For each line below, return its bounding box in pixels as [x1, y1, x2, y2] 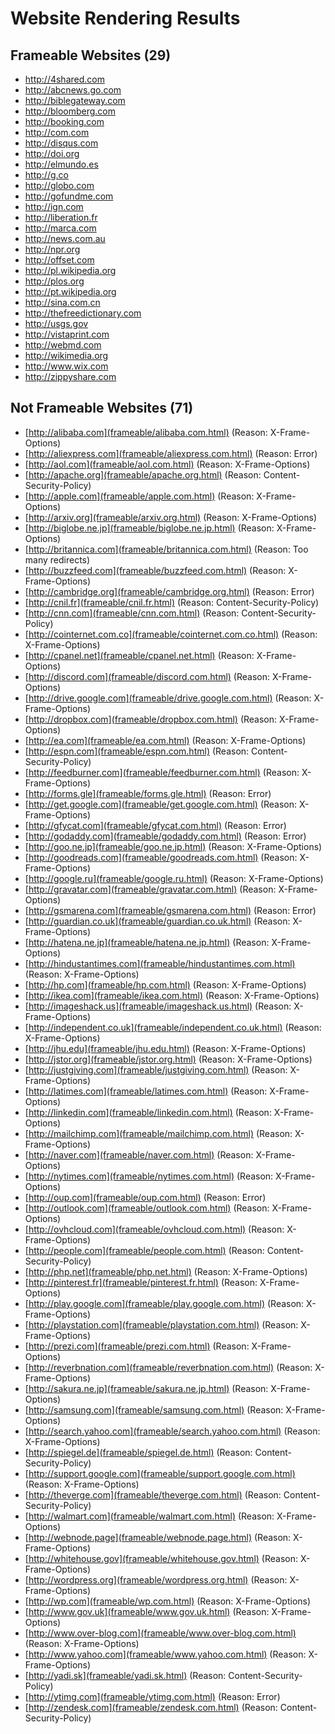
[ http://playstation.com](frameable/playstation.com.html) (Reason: [24, 1318, 299, 1331]
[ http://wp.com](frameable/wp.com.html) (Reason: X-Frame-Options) [24, 1595, 312, 1607]
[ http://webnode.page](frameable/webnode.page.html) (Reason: [24, 1531, 292, 1543]
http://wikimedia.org [24, 350, 109, 361]
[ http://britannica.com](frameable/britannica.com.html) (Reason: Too [24, 543, 309, 555]
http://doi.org [24, 148, 80, 159]
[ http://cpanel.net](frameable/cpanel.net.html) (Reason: [24, 649, 255, 661]
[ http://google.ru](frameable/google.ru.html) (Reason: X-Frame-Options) [24, 872, 324, 884]
